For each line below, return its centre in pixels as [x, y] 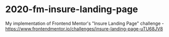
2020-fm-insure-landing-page [72, 9]
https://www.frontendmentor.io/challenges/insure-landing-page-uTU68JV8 [84, 28]
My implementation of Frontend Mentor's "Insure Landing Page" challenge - [84, 23]
